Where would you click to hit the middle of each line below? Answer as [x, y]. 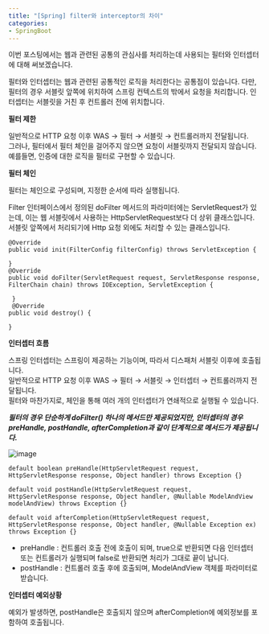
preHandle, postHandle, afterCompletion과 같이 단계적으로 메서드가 [120, 428]
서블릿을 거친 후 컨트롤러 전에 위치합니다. [100, 102]
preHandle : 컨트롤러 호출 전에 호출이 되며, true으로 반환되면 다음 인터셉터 [137, 548]
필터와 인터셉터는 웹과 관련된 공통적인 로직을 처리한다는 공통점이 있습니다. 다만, [132, 82]
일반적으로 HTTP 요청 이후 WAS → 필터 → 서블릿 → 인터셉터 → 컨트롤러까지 [128, 381]
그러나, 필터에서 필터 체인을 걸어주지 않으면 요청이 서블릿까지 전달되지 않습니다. [132, 146]
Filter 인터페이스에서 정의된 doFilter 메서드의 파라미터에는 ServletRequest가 [128, 208]
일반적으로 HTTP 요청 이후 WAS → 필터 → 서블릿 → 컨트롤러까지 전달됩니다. [128, 136]
